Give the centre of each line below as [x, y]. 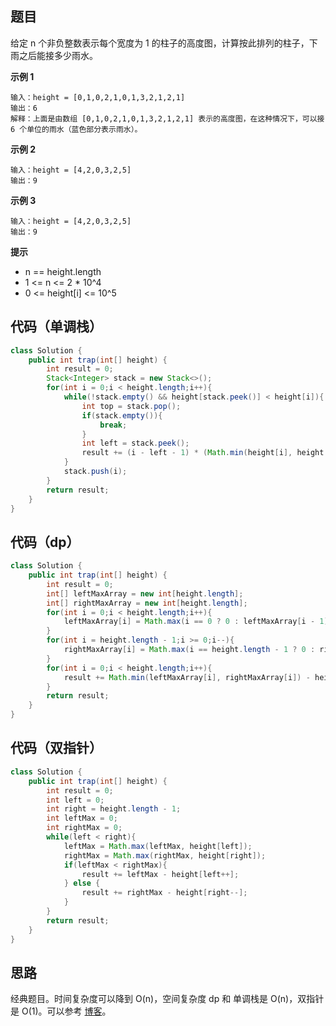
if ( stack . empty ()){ [122, 415]
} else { [82, 883]
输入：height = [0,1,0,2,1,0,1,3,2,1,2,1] [98, 97]
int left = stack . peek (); [135, 443]
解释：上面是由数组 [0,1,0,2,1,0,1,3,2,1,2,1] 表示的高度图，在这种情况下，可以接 [167, 118]
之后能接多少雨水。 [58, 55]
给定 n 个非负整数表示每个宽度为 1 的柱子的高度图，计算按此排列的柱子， [160, 43]
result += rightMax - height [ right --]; [164, 893]
